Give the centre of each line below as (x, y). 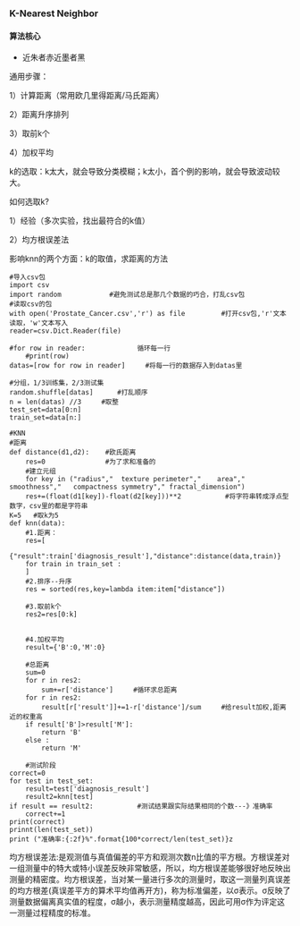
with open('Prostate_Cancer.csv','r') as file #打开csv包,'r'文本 (148, 314)
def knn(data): (37, 523)
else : (37, 741)
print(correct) (37, 822)
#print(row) (47, 356)
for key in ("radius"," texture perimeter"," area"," (135, 480)
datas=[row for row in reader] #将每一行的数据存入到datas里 (126, 366)
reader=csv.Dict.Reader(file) (66, 331)
